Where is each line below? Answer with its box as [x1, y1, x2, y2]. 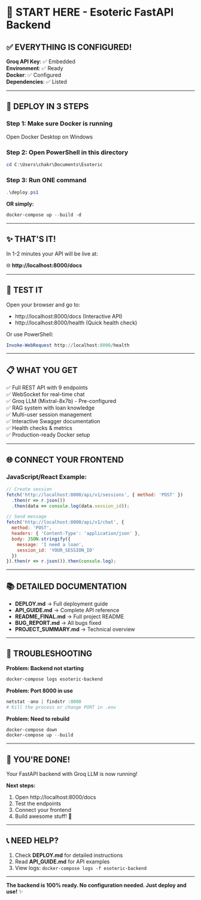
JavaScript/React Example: [6, 472, 87, 481]
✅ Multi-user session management [6, 411, 92, 419]
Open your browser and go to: [6, 301, 81, 308]
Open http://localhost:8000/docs [14, 794, 96, 801]
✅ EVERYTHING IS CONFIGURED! [6, 42, 132, 52]
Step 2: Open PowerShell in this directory [6, 148, 129, 156]
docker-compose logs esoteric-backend [6, 676, 103, 682]
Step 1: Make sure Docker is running [6, 119, 113, 128]
